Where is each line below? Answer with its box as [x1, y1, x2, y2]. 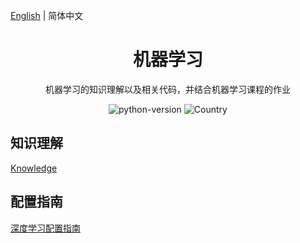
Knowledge [10, 162, 58, 174]
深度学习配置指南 [10, 222, 81, 234]
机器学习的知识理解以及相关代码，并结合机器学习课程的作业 [45, 83, 291, 95]
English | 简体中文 [10, 10, 84, 21]
